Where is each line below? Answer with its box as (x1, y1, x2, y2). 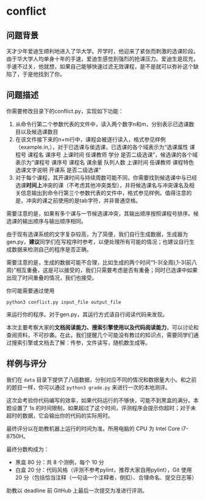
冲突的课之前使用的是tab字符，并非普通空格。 (26, 197, 142, 204)
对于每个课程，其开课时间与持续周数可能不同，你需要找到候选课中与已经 (15, 174, 197, 181)
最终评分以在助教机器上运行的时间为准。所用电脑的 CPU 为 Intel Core (6, 425, 181, 432)
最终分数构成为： (6, 445, 49, 453)
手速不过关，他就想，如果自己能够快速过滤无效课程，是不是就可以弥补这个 (6, 63, 193, 70)
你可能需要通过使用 (6, 287, 55, 294)
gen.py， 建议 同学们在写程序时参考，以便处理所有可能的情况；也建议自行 (6, 238, 190, 245)
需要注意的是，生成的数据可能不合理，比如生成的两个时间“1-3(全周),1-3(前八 (6, 259, 197, 266)
